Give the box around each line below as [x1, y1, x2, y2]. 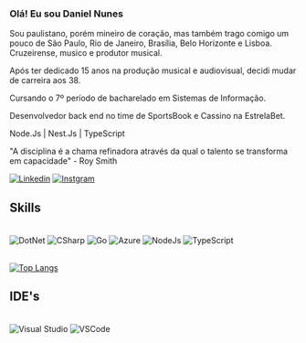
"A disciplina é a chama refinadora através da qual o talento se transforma [9, 145, 289, 157]
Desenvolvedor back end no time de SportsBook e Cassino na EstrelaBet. [9, 111, 286, 122]
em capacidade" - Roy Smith [9, 155, 118, 166]
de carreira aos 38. [9, 75, 81, 86]
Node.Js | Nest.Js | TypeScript [9, 128, 125, 139]
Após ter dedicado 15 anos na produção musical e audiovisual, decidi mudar [9, 65, 297, 76]
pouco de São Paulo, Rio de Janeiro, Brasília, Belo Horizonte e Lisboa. [9, 38, 272, 48]
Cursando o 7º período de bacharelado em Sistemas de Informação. [9, 92, 267, 103]
